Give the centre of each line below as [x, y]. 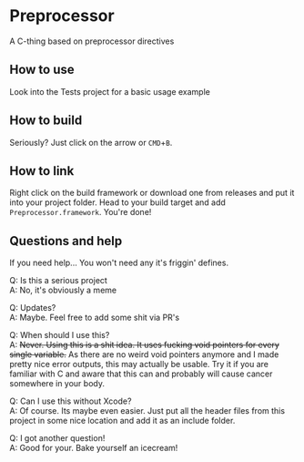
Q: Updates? [33, 308]
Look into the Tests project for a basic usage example [110, 91]
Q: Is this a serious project [58, 281]
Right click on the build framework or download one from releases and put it [152, 193]
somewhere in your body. [57, 384]
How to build [46, 121]
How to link [42, 171]
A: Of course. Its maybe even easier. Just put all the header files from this [147, 411]
